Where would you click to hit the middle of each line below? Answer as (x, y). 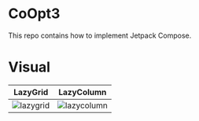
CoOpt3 (34, 14)
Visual (29, 67)
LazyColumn (83, 92)
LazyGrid (31, 92)
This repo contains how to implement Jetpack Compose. (100, 35)
